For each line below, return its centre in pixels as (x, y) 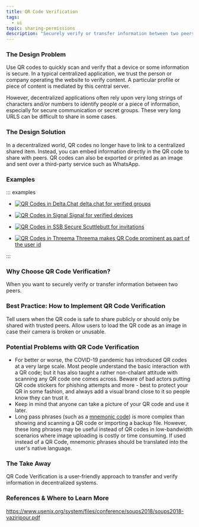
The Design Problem (36, 55)
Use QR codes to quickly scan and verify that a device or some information (98, 67)
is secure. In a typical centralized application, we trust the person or (89, 74)
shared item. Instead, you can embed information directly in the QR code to (98, 151)
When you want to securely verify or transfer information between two (92, 284)
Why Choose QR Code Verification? (58, 271)
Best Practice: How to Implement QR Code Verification (86, 306)
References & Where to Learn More (57, 498)
